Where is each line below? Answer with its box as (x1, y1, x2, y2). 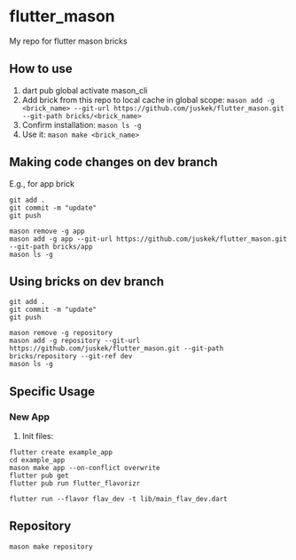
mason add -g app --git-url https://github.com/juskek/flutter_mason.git (9, 234, 288, 244)
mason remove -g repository (9, 329, 113, 338)
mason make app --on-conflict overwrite (9, 464, 161, 473)
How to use (9, 61, 73, 76)
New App (9, 411, 51, 423)
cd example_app (9, 456, 66, 465)
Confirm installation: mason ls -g (21, 119, 142, 130)
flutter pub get (9, 471, 69, 481)
